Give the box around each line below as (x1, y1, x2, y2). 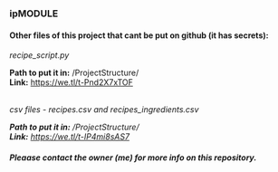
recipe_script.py (9, 50, 70, 61)
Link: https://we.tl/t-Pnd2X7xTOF (9, 77, 134, 88)
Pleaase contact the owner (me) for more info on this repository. (9, 152, 257, 163)
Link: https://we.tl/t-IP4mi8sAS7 (9, 131, 129, 142)
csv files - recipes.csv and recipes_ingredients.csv (9, 104, 199, 115)
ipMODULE (9, 7, 59, 20)
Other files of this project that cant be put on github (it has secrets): (9, 30, 269, 41)
